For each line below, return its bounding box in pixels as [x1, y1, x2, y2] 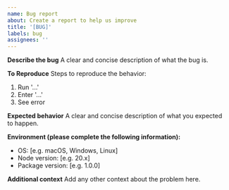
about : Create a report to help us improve [7, 17, 137, 24]
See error [17, 98, 46, 106]
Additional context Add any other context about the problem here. [7, 175, 201, 184]
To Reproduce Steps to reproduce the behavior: [7, 70, 147, 78]
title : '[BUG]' [7, 23, 52, 30]
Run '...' [17, 83, 39, 91]
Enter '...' [17, 91, 44, 99]
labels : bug [7, 30, 42, 37]
